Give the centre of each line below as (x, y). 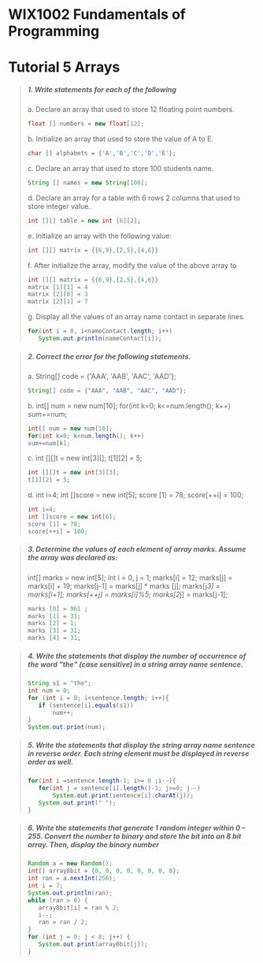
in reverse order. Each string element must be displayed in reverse (138, 753)
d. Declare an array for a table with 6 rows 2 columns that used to (133, 198)
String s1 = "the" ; (59, 683)
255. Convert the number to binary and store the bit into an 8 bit (134, 836)
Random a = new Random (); (70, 864)
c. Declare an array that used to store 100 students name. (120, 169)
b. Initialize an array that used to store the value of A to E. (120, 139)
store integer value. (59, 206)
